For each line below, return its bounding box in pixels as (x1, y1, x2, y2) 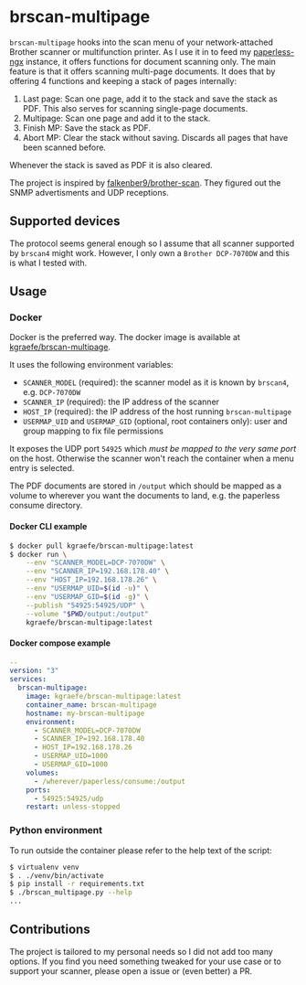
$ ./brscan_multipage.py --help (9, 888, 132, 897)
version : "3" (9, 666, 59, 676)
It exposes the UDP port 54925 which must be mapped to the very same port (9, 444, 297, 455)
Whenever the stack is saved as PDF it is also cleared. (9, 159, 213, 170)
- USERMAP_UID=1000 (33, 752, 108, 761)
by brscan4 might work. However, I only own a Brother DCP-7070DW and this (9, 247, 290, 258)
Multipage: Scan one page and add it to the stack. (22, 112, 211, 123)
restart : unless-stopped (26, 802, 121, 811)
